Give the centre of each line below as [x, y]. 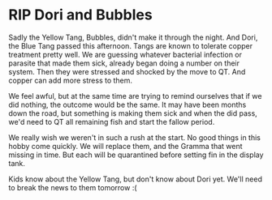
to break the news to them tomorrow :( [73, 187]
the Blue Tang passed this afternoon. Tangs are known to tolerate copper [131, 45]
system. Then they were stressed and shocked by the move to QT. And [127, 71]
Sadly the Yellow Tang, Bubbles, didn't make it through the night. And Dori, [133, 37]
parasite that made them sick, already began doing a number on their [124, 63]
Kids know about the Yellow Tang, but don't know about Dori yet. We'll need [135, 179]
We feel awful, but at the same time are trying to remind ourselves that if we [135, 96]
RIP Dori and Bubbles [80, 15]
